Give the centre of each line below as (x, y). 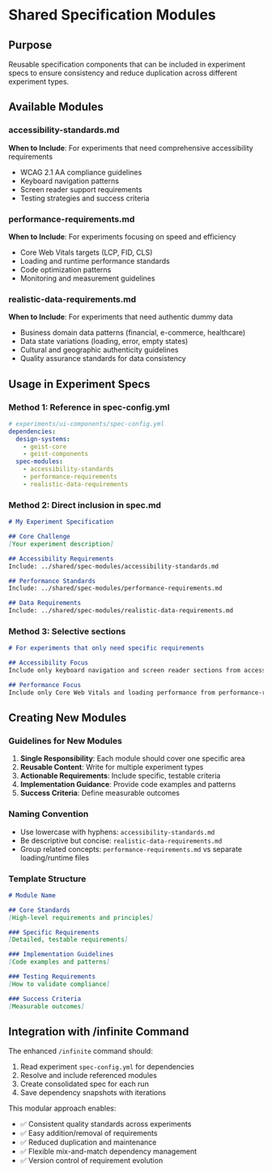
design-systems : (43, 439)
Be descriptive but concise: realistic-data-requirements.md (121, 840)
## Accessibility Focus (49, 663)
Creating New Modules (68, 718)
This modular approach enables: (62, 1108)
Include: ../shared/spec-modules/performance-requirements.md (115, 589)
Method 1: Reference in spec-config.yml (89, 407)
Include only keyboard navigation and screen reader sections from (125, 671)
